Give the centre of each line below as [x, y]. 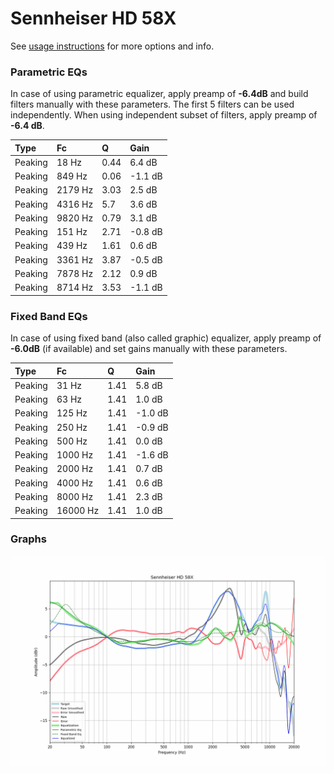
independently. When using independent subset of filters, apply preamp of [164, 115]
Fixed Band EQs [49, 316]
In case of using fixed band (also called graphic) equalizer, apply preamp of [166, 338]
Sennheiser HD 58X [93, 18]
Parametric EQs [49, 72]
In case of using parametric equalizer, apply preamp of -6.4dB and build [159, 94]
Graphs [28, 539]
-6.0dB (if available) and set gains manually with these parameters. [149, 349]
